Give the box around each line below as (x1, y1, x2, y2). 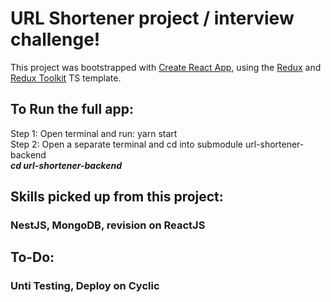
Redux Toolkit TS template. (10, 72, 122, 84)
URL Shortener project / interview (10, 7, 295, 30)
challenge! (10, 28, 101, 51)
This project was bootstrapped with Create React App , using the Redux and (10, 61, 322, 73)
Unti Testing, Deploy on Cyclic (10, 279, 160, 293)
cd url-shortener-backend (10, 159, 122, 171)
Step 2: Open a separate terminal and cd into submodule (10, 138, 243, 150)
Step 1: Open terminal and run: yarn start (10, 127, 178, 139)
